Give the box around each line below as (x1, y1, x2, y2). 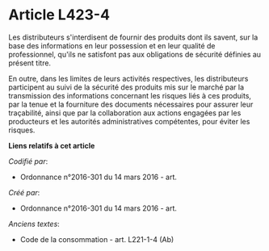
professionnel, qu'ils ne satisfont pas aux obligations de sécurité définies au (8, 49, 261, 59)
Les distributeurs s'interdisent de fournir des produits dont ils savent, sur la (8, 32, 258, 42)
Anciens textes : (8, 219, 61, 228)
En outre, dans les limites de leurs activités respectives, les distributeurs (8, 73, 249, 83)
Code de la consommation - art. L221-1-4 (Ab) (19, 234, 174, 244)
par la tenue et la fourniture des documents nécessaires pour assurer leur (8, 99, 254, 109)
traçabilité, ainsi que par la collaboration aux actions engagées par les (8, 107, 242, 118)
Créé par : (8, 187, 40, 197)
